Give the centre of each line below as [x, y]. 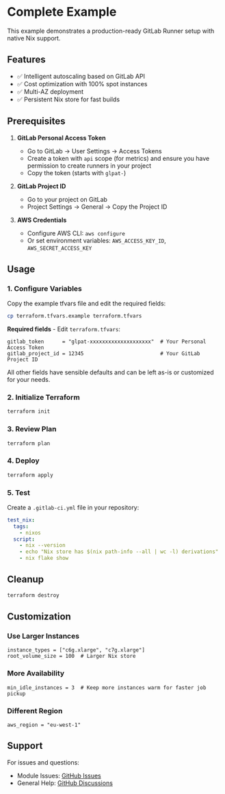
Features [26, 60]
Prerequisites [36, 121]
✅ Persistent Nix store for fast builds [68, 99]
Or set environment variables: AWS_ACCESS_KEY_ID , [96, 240]
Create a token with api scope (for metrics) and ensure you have [118, 158]
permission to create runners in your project [89, 166]
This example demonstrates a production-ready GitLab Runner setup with [111, 31]
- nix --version [43, 546]
